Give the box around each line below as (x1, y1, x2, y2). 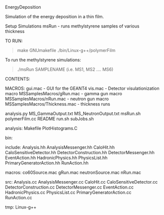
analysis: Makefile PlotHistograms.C (5, 125, 77, 131)
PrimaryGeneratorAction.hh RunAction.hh (5, 160, 89, 166)
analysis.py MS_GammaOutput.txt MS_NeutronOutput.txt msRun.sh (5, 110, 141, 116)
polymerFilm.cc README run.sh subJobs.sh (5, 116, 94, 122)
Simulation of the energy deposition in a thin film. (5, 14, 104, 19)
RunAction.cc (5, 195, 32, 200)
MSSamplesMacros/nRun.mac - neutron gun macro (5, 96, 109, 102)
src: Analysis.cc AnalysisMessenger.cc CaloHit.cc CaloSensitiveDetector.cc (5, 179, 158, 185)
